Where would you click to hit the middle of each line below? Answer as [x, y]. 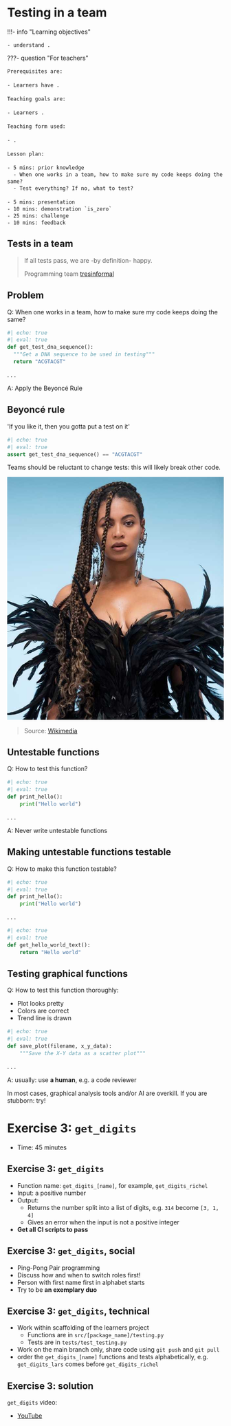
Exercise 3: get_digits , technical [78, 1311]
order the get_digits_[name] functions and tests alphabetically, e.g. [112, 1357]
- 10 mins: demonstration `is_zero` [59, 209]
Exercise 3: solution [51, 1386]
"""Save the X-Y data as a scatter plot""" [83, 1054]
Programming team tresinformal [69, 274]
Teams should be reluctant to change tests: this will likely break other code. [114, 467]
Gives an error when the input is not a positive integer [103, 1222]
